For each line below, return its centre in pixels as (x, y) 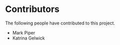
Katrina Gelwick (29, 38)
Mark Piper (24, 32)
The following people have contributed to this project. (60, 23)
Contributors (32, 9)
